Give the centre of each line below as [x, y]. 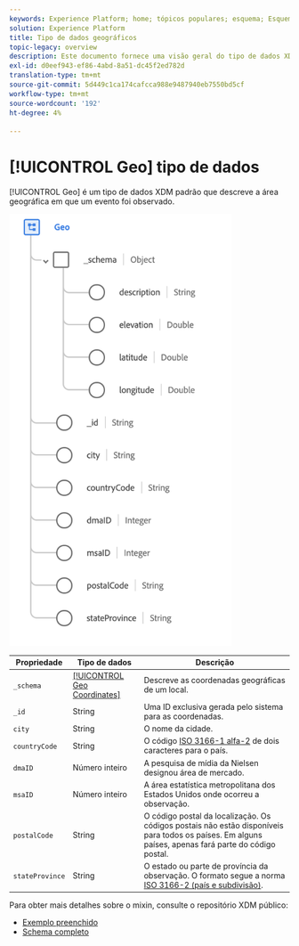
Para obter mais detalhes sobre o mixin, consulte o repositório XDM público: [149, 905]
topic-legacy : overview [53, 47]
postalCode [33, 836]
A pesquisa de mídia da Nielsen [201, 763]
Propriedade [39, 663]
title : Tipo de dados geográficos [73, 37]
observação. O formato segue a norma [214, 876]
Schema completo [55, 932]
